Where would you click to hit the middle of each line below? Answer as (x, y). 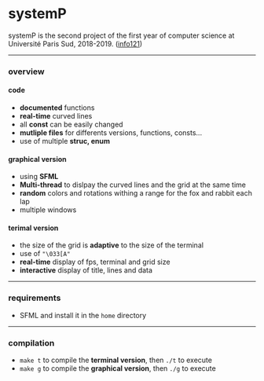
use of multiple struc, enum (64, 141)
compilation (31, 343)
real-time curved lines (56, 116)
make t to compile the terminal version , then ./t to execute (115, 360)
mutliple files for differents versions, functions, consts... (111, 133)
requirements (35, 298)
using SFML (39, 177)
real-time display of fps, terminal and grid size (95, 262)
